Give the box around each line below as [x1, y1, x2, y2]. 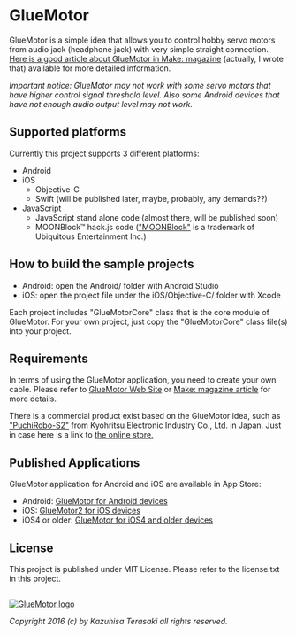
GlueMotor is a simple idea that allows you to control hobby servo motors [9, 35, 276, 45]
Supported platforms [9, 125, 126, 140]
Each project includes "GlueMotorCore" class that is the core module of [9, 306, 269, 317]
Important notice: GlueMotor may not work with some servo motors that [9, 80, 271, 90]
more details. [9, 393, 57, 404]
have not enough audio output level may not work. [9, 98, 193, 109]
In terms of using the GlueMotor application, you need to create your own [9, 375, 277, 385]
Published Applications [9, 455, 140, 470]
